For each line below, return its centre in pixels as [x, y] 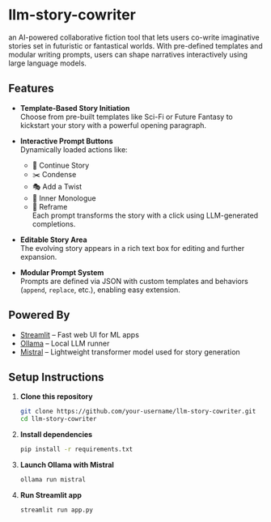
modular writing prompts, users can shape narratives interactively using [128, 54]
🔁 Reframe [50, 206]
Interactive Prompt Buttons [66, 141]
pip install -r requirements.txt [76, 450]
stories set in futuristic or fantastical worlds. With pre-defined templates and [135, 45]
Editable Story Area [53, 240]
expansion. [38, 257]
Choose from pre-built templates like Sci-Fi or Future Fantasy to [126, 117]
